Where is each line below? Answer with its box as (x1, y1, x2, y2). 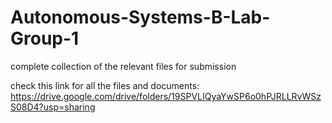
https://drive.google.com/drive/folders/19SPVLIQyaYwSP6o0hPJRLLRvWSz (10, 90, 322, 102)
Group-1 (10, 27, 80, 50)
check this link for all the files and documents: (10, 79, 200, 91)
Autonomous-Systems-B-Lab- (10, 6, 271, 29)
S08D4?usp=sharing (10, 101, 96, 113)
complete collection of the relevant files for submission (10, 60, 237, 72)
